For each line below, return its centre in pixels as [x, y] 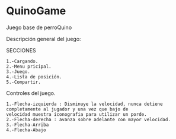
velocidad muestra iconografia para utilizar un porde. [76, 114]
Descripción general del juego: [44, 39]
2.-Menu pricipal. [29, 67]
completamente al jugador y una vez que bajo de [67, 109]
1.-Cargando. [22, 61]
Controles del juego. [31, 93]
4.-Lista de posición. [34, 77]
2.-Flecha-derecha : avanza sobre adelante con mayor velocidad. [88, 119]
